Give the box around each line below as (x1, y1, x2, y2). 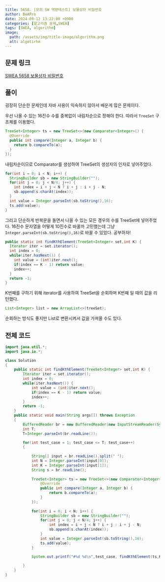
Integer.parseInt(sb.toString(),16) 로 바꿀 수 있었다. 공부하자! (5, 229, 131, 235)
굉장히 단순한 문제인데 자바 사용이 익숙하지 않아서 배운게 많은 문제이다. (5, 102, 140, 108)
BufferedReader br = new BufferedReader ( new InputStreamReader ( (23, 422, 157, 427)
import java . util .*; (5, 344, 48, 349)
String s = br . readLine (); (31, 467, 87, 472)
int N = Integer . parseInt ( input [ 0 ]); (31, 459, 109, 463)
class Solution (5, 358, 36, 363)
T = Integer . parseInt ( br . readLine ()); (23, 431, 98, 436)
